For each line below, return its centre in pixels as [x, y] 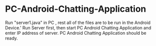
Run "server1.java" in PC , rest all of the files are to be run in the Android [78, 23]
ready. [12, 38]
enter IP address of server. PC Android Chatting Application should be [76, 33]
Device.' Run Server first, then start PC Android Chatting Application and [78, 27]
